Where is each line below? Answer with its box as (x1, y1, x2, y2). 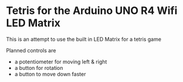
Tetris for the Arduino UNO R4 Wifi (6, 4, 178, 17)
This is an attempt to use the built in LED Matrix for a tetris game (6, 35, 161, 42)
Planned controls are (6, 47, 56, 54)
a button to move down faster (14, 70, 86, 77)
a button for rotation (14, 64, 63, 71)
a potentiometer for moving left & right (14, 58, 107, 65)
